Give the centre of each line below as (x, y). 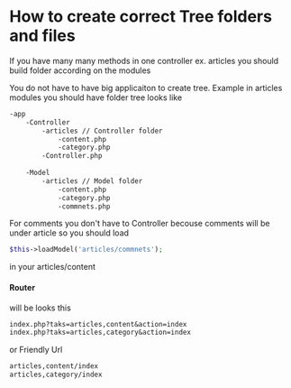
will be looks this (41, 308)
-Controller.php (72, 156)
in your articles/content (53, 267)
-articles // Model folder (92, 181)
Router (23, 287)
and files (42, 36)
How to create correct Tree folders (141, 17)
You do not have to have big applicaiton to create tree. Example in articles (146, 88)
